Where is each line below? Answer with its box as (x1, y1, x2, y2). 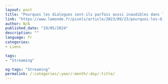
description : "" (5, 30, 39, 35)
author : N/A (5, 21, 30, 26)
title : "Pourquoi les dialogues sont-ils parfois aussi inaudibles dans (5, 12, 160, 17)
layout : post (5, 7, 32, 12)
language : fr (5, 35, 32, 40)
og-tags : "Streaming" (5, 67, 50, 72)
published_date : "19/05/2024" (5, 26, 68, 31)
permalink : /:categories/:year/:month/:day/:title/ (5, 72, 115, 77)
